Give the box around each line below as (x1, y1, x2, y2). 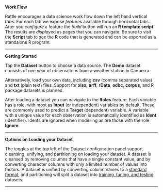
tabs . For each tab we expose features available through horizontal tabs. (5, 19, 150, 24)
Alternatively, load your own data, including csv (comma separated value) (5, 77, 153, 83)
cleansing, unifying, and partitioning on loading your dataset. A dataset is (5, 151, 151, 157)
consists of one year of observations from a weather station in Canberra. (5, 68, 151, 73)
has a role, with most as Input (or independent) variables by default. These (5, 102, 155, 108)
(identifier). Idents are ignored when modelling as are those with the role (5, 117, 149, 123)
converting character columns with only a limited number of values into (5, 161, 147, 167)
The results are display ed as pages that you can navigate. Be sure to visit (5, 29, 152, 34)
